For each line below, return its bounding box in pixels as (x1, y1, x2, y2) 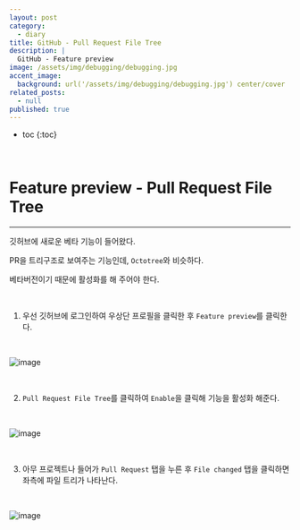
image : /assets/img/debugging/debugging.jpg (9, 64, 178, 73)
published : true (9, 105, 70, 114)
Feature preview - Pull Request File (9, 178, 272, 198)
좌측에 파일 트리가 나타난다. (21, 475, 119, 486)
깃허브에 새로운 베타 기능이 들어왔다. (9, 236, 136, 247)
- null (17, 96, 42, 106)
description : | (9, 47, 66, 56)
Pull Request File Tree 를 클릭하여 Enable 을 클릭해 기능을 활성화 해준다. (21, 393, 279, 404)
